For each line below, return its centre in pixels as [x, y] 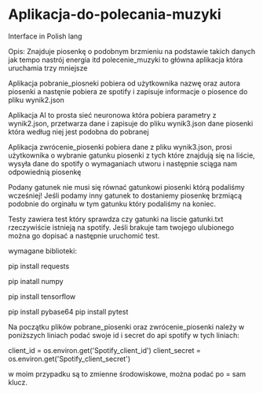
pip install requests [39, 266]
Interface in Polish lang [45, 36]
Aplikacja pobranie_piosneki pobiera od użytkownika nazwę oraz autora [124, 83]
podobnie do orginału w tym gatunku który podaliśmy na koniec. [112, 204]
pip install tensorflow [42, 297]
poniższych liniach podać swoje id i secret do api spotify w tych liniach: [124, 335]
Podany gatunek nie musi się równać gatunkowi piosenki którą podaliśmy [126, 187]
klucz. [18, 382]
